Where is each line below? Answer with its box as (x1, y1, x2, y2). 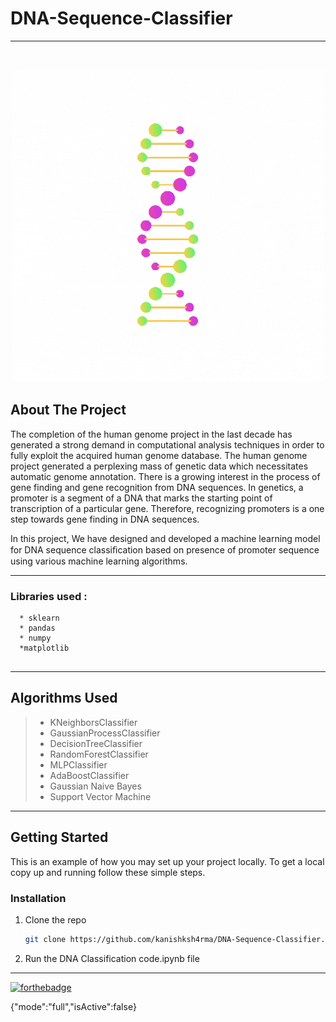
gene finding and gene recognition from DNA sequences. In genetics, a (10, 481, 304, 493)
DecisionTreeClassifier (49, 737, 143, 749)
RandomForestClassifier (49, 748, 149, 760)
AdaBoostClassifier (49, 769, 130, 781)
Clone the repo (24, 913, 87, 926)
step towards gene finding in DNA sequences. (10, 513, 200, 525)
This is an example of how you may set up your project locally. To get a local (10, 855, 325, 867)
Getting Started (10, 829, 109, 846)
